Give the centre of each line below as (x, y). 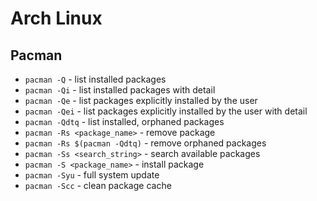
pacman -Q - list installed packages (95, 79)
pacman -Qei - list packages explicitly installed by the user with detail (166, 111)
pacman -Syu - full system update (92, 175)
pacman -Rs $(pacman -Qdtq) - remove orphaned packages (145, 143)
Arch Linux (56, 18)
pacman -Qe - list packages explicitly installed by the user (141, 100)
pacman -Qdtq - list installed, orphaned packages (124, 121)
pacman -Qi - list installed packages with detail (120, 90)
